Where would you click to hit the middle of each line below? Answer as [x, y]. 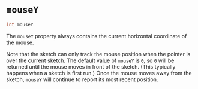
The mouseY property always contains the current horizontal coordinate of [97, 36]
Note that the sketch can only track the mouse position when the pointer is [98, 54]
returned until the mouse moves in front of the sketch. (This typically [91, 66]
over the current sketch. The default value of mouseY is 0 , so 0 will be [90, 60]
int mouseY [20, 24]
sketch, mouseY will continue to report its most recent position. [82, 79]
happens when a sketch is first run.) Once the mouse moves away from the [99, 73]
